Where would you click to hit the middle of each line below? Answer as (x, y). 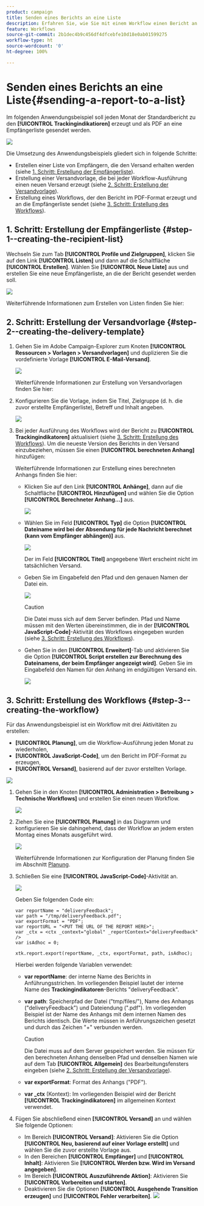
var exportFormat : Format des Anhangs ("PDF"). (86, 1082)
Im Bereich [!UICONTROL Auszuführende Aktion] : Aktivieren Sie (106, 1176)
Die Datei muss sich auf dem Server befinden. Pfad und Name (102, 619)
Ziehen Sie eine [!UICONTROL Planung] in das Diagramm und (93, 822)
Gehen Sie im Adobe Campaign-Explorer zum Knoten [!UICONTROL (100, 346)
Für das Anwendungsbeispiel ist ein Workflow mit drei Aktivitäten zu (92, 725)
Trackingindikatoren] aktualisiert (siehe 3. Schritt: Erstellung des (97, 437)
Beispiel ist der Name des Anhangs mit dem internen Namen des (105, 1014)
